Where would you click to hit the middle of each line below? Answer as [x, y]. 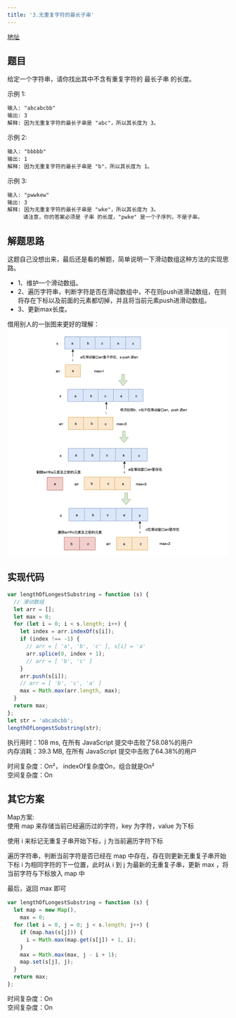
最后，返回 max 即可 [37, 889]
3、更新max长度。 [44, 309]
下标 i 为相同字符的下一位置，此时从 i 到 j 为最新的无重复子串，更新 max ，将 [118, 865]
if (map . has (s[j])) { [51, 932]
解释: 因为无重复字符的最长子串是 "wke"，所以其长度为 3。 [83, 210]
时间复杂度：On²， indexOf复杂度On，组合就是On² [81, 766]
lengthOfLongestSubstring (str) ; [54, 728]
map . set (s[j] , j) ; [47, 962]
